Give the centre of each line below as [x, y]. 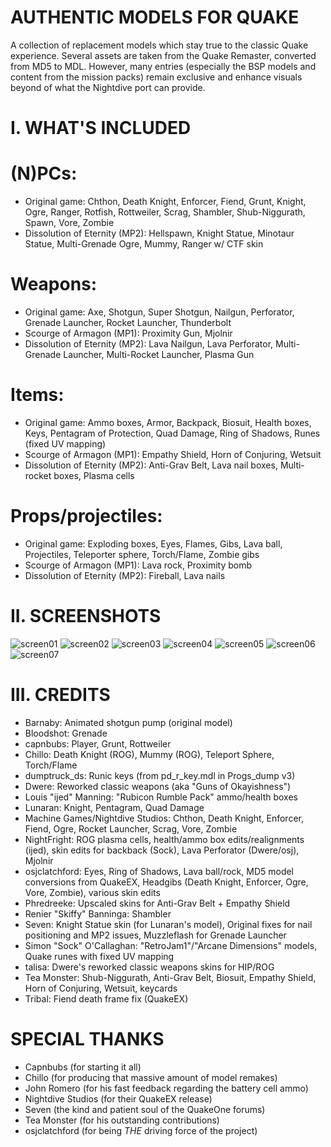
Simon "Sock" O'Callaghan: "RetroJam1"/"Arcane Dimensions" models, [171, 945]
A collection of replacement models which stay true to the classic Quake [159, 45]
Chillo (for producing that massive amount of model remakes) [151, 1077]
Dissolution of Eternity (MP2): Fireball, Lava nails [125, 575]
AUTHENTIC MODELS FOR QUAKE [155, 17]
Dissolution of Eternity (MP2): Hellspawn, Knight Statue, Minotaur [159, 233]
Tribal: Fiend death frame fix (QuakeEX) [106, 998]
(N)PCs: [44, 173]
